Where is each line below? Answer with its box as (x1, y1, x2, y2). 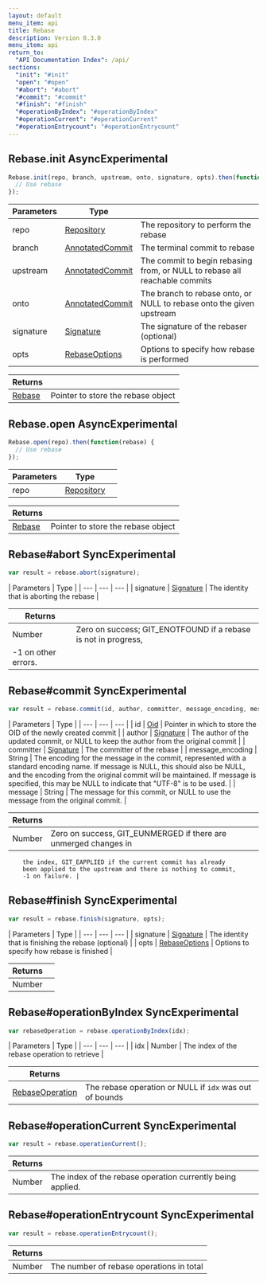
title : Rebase (8, 26, 56, 34)
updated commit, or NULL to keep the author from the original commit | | (8, 737, 246, 745)
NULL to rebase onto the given (140, 298, 255, 309)
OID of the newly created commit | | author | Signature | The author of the (8, 728, 249, 737)
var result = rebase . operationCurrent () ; (8, 1140, 148, 1148)
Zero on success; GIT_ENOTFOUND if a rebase (75, 624, 251, 635)
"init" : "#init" (15, 71, 69, 79)
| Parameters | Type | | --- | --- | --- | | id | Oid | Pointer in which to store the (8, 720, 257, 729)
